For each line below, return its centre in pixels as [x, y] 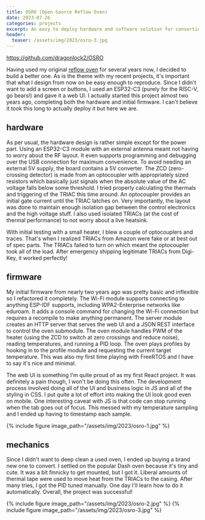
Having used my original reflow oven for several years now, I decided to [96, 70]
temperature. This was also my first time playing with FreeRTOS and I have [100, 356]
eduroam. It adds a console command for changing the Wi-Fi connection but [103, 311]
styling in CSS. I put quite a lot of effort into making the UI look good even [99, 394]
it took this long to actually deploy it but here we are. [72, 108]
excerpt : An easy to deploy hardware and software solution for [90, 29]
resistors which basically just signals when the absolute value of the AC [96, 181]
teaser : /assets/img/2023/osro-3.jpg [60, 40]
